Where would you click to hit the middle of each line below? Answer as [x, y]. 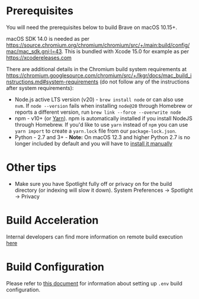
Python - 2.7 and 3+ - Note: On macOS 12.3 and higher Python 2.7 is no [102, 137]
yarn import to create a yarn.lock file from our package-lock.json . [95, 131]
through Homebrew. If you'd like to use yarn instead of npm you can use [101, 124]
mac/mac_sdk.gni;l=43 [34, 51]
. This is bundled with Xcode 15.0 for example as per [125, 51]
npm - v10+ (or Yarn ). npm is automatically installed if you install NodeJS [103, 118]
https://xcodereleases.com [39, 57]
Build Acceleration [52, 221]
